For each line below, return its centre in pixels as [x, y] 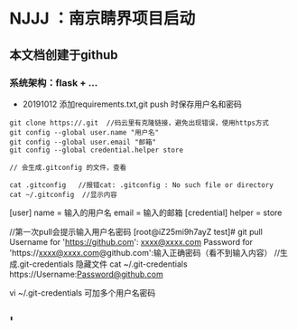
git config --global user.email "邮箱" [83, 142]
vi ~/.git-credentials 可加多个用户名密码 [83, 292]
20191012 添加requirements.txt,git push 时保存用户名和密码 [132, 104]
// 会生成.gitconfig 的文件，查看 [68, 167]
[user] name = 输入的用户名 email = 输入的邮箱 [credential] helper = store [146, 212]
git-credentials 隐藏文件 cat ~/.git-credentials [103, 264]
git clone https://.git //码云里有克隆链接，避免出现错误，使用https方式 [139, 123]
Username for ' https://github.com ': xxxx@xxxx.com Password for [131, 241]
